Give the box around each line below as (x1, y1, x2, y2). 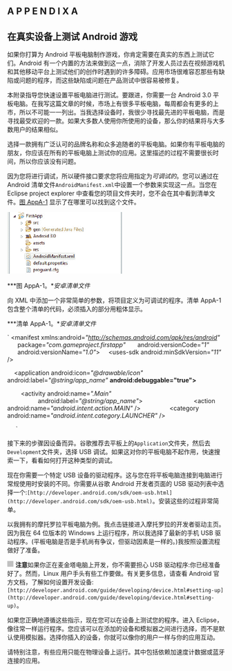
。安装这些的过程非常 (152, 497, 213, 505)
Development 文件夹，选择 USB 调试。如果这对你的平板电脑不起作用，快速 (7, 448, 215, 456)
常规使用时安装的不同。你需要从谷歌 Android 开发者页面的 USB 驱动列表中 (7, 480, 219, 488)
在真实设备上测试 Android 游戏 (7, 30, 138, 42)
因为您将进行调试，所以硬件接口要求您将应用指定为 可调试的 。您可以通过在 (7, 172, 219, 180)
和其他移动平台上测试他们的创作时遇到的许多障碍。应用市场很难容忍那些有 (7, 68, 219, 76)
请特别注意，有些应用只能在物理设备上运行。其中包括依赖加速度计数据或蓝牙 (7, 648, 225, 657)
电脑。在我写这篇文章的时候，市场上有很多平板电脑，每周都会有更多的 (12, 99, 213, 108)
